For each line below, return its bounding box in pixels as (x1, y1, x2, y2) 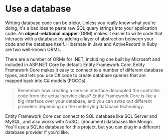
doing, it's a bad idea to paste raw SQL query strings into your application (5, 25, 157, 31)
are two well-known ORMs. (5, 46, 61, 52)
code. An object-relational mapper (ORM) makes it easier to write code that (5, 30, 163, 36)
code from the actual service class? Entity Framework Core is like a (17, 93, 156, 99)
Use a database (5, 3, 71, 15)
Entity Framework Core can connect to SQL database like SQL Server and (5, 113, 157, 119)
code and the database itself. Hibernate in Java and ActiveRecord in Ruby (5, 41, 157, 47)
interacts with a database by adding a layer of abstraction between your (5, 36, 154, 42)
